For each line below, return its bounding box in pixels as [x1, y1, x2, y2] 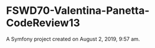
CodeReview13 [6, 16, 80, 29]
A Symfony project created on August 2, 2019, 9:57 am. [6, 35, 140, 42]
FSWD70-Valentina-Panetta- [6, 4, 150, 17]
